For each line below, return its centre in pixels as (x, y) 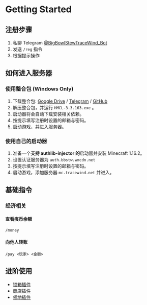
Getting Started (39, 9)
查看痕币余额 (19, 219)
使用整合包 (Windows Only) (39, 89)
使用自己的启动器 (26, 141)
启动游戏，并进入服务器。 (39, 127)
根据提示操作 (26, 55)
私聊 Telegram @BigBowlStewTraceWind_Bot (60, 43)
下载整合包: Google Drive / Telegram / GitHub (60, 101)
